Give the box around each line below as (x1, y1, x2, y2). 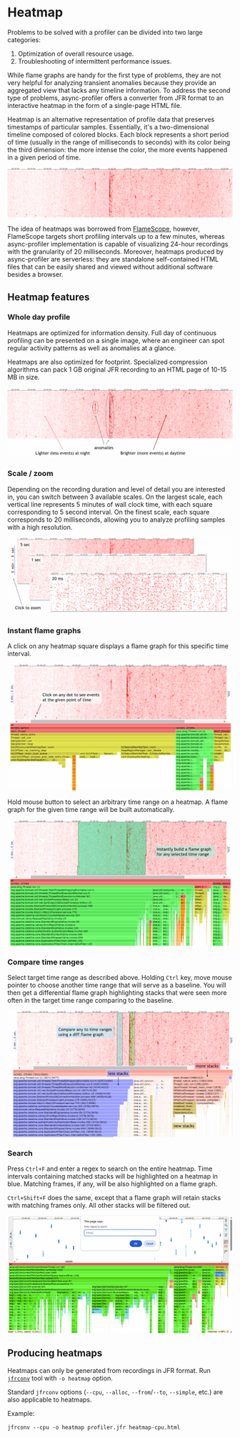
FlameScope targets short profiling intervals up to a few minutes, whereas (7, 232, 225, 241)
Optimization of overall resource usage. (17, 49, 134, 58)
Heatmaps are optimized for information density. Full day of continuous (7, 328, 216, 337)
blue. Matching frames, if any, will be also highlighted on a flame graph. (7, 1180, 218, 1189)
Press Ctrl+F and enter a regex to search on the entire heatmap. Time (7, 1164, 213, 1173)
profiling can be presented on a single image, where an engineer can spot (7, 336, 225, 344)
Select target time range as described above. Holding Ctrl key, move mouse (7, 973, 232, 982)
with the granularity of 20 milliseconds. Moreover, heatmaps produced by (7, 247, 224, 256)
